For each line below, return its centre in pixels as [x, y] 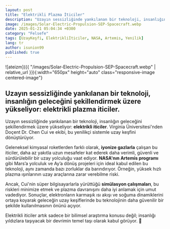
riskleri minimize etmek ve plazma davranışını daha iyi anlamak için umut [81, 189]
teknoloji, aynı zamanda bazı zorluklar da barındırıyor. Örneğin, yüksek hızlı [83, 169]
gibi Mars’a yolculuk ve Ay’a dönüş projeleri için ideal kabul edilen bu [77, 164]
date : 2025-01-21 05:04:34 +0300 [40, 29]
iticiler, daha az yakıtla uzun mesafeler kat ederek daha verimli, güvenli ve [82, 153]
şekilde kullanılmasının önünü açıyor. [44, 206]
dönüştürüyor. [20, 138]
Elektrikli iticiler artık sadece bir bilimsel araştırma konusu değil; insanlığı [80, 215]
